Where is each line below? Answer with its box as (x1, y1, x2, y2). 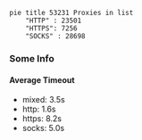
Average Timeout (9, 74, 75, 85)
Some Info (9, 52, 55, 64)
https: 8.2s (21, 113, 63, 124)
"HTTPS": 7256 (25, 24, 78, 33)
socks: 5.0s (21, 123, 65, 134)
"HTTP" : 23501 (25, 16, 82, 25)
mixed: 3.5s (21, 95, 65, 105)
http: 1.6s (21, 103, 56, 115)
